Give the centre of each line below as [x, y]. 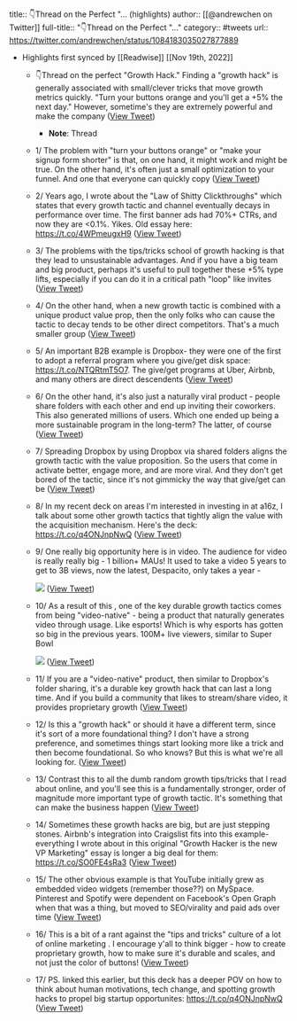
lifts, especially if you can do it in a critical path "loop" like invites [153, 279]
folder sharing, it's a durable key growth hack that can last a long [153, 688]
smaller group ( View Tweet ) [85, 334]
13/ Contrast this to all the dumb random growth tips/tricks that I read [161, 779]
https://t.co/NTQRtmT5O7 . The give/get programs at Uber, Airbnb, [155, 370]
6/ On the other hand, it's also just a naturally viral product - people [158, 396]
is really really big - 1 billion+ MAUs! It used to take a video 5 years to [161, 561]
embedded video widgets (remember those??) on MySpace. [145, 889]
